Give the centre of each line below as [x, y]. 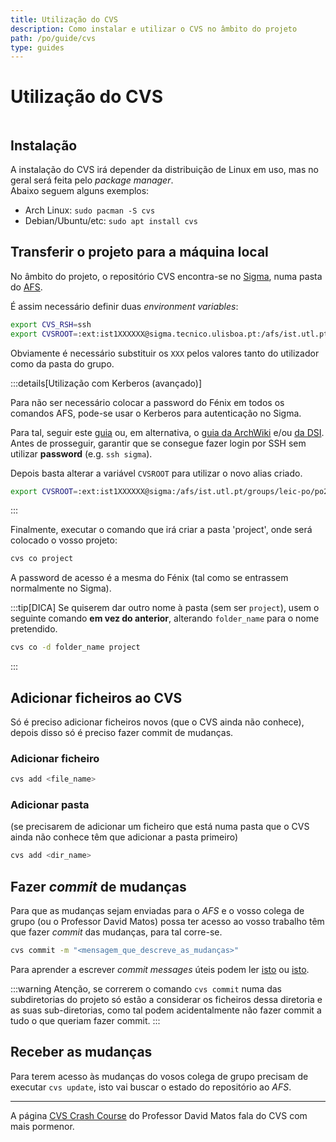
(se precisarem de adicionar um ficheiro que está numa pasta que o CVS [160, 827]
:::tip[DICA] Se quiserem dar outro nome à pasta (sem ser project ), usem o [165, 608]
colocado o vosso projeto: [64, 540]
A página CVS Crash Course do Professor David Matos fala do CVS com [159, 1115]
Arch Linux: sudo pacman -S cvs [90, 210]
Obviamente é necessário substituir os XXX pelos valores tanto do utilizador [165, 353]
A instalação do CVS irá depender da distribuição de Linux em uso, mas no [164, 169]
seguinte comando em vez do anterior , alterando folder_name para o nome [165, 618]
